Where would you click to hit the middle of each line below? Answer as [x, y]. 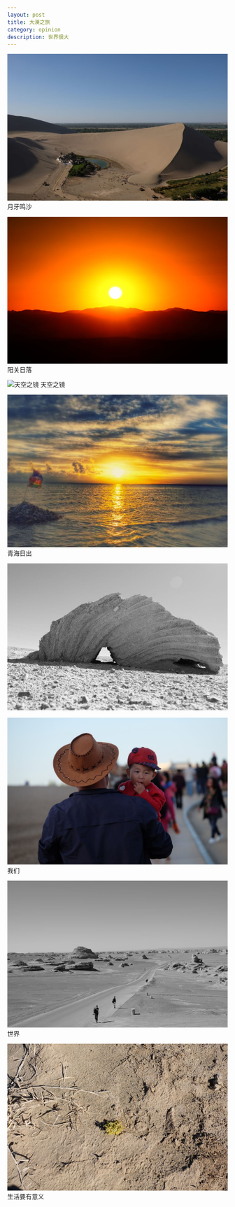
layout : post [26, 15]
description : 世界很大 [38, 37]
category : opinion [34, 29]
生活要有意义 [26, 1197]
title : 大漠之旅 [29, 22]
